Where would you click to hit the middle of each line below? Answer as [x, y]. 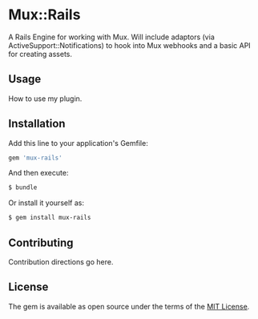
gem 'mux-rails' [35, 158]
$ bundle [23, 188]
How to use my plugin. [45, 99]
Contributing [41, 242]
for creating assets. [40, 54]
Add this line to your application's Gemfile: [78, 143]
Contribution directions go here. [61, 262]
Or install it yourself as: [46, 203]
